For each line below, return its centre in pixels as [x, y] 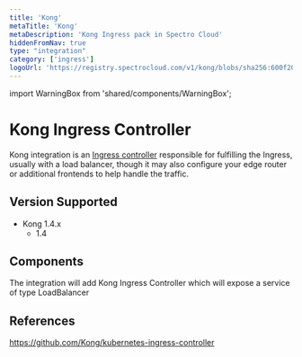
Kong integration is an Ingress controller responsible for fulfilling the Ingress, [151, 155]
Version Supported [64, 202]
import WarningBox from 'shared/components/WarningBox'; [120, 93]
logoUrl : [26, 68]
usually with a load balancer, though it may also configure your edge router [148, 164]
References [42, 321]
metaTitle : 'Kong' [44, 26]
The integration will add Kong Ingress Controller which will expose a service [150, 283]
